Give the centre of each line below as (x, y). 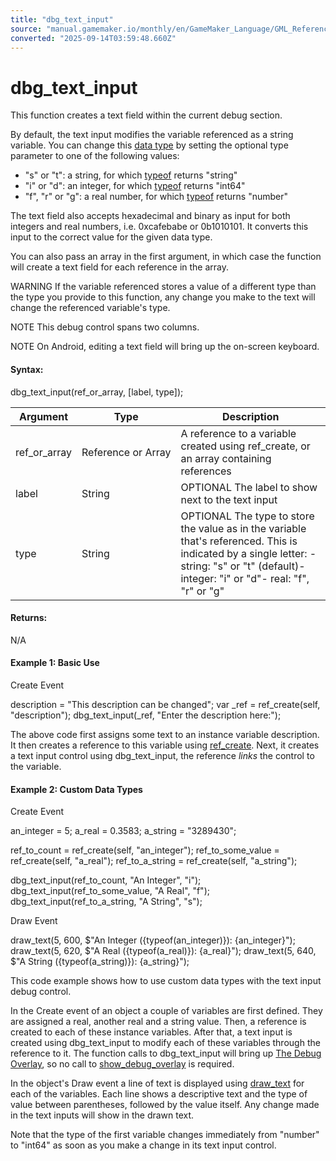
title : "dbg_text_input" (62, 19)
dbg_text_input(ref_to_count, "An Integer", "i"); (106, 880)
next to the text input (229, 499)
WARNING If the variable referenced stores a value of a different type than (163, 287)
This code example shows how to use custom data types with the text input (166, 981)
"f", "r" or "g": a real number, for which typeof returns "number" (156, 197)
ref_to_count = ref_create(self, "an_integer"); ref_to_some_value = (145, 850)
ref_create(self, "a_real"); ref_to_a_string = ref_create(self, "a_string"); (154, 861)
